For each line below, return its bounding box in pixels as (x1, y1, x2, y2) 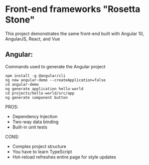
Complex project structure (12, 143, 66, 149)
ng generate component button (5, 95, 68, 100)
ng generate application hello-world (5, 86, 84, 91)
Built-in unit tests (12, 124, 47, 130)
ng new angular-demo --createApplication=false (5, 77, 106, 83)
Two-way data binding (12, 119, 59, 125)
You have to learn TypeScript (12, 149, 72, 155)
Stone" (5, 14, 35, 25)
